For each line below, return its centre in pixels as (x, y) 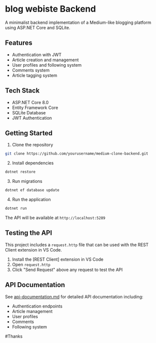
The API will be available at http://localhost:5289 (55, 217)
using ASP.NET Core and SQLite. (38, 27)
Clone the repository (32, 145)
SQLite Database (29, 112)
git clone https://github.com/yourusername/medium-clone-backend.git (77, 154)
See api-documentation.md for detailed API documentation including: (74, 297)
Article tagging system (34, 75)
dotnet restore (20, 172)
